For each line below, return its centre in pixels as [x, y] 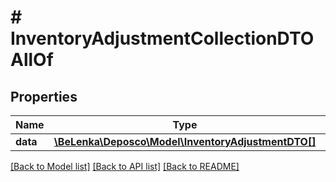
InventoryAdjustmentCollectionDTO [162, 38]
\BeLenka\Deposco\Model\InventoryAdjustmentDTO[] [185, 141]
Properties [44, 96]
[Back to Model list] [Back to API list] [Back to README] [125, 166]
